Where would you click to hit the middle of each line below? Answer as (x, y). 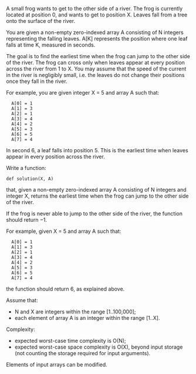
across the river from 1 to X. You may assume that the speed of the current (96, 69)
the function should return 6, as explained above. (65, 289)
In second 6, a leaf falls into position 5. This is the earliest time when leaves (97, 150)
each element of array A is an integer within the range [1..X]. (87, 318)
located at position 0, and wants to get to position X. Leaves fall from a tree (97, 15)
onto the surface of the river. (40, 21)
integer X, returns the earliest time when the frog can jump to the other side (97, 196)
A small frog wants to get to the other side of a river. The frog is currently (94, 9)
